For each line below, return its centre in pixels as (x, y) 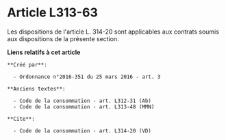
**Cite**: (21, 119)
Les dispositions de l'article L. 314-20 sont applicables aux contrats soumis (113, 32)
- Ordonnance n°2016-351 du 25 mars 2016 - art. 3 (87, 77)
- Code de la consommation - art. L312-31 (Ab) (83, 101)
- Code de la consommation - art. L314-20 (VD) (83, 131)
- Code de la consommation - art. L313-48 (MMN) (84, 107)
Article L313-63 (52, 13)
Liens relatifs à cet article (44, 52)
